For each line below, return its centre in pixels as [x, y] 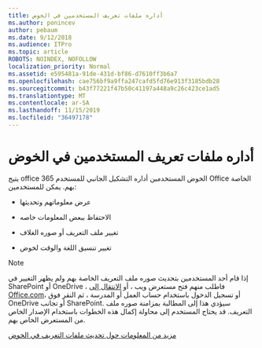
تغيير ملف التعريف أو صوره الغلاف [69, 232]
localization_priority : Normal [59, 67]
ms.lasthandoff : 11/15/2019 [54, 111]
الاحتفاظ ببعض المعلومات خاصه [65, 217]
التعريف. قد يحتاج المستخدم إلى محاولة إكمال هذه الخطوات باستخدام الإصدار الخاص [130, 311]
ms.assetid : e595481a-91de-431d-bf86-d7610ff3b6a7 [93, 74]
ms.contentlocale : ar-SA [49, 103]
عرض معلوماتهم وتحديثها [55, 202]
